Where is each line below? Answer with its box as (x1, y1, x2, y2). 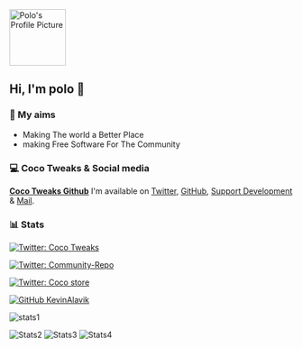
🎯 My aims (9, 108, 56, 121)
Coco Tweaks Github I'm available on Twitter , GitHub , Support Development (9, 185, 293, 197)
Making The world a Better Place (22, 129, 144, 140)
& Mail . (9, 195, 35, 206)
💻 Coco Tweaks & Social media (9, 161, 151, 174)
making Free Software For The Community (22, 139, 180, 150)
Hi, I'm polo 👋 (9, 81, 86, 97)
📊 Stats (9, 218, 45, 231)
